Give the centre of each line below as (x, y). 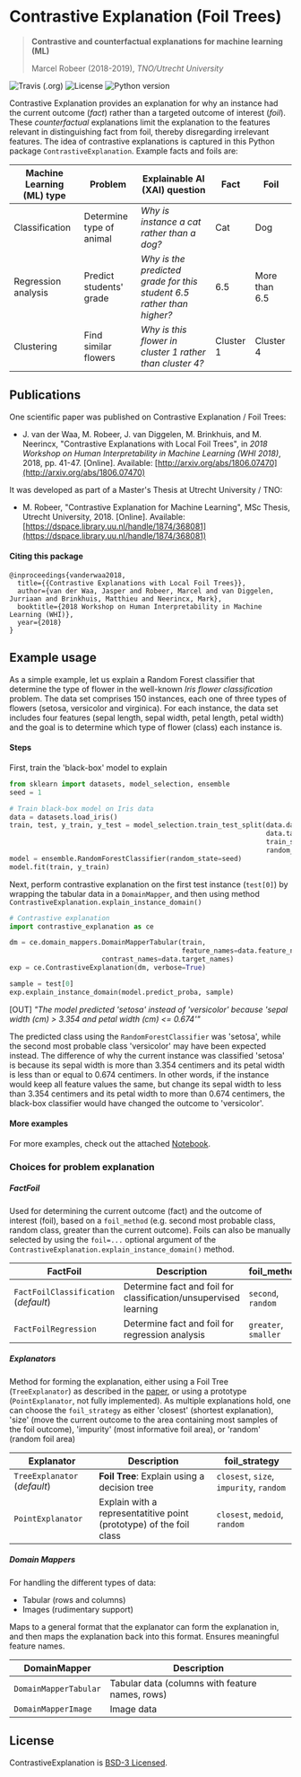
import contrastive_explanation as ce (82, 927)
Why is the (163, 259)
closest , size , (245, 1476)
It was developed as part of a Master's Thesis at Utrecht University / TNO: (146, 489)
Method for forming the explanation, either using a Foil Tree (119, 1381)
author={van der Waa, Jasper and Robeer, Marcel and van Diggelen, (146, 591)
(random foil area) (43, 1438)
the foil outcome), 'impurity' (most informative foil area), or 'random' (135, 1429)
